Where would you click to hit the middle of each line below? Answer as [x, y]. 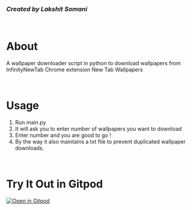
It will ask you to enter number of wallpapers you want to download [98, 129]
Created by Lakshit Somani [47, 9]
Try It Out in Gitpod [55, 184]
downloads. [29, 148]
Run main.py [30, 122]
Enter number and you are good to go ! [63, 135]
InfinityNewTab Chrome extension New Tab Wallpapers [75, 70]
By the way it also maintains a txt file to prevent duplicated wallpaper [100, 142]
